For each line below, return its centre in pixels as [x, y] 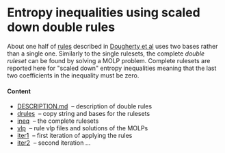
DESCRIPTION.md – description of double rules [84, 106]
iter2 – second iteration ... [54, 143]
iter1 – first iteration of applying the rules [75, 136]
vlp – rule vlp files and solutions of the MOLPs [82, 128]
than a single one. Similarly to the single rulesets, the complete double [106, 54]
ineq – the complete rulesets [58, 121]
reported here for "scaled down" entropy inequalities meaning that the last [112, 68]
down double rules [61, 27]
